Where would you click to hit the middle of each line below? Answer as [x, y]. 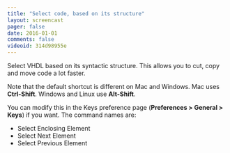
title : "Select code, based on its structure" [76, 14]
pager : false [26, 26]
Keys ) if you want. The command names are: [72, 115]
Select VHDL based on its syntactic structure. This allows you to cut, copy [114, 66]
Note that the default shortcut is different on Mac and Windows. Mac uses [113, 87]
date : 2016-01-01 [32, 33]
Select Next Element [47, 136]
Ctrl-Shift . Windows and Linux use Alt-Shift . [71, 94]
